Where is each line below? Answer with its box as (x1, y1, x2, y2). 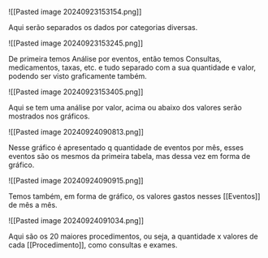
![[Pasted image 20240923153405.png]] (8, 87, 144, 97)
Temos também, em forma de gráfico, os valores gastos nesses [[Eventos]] (8, 191, 261, 201)
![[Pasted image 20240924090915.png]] (8, 176, 144, 185)
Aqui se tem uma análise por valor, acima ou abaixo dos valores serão (8, 103, 242, 112)
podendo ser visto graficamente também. (8, 71, 148, 80)
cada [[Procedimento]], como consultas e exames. (8, 240, 178, 250)
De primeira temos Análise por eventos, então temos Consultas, (8, 54, 222, 63)
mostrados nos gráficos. (8, 111, 91, 121)
